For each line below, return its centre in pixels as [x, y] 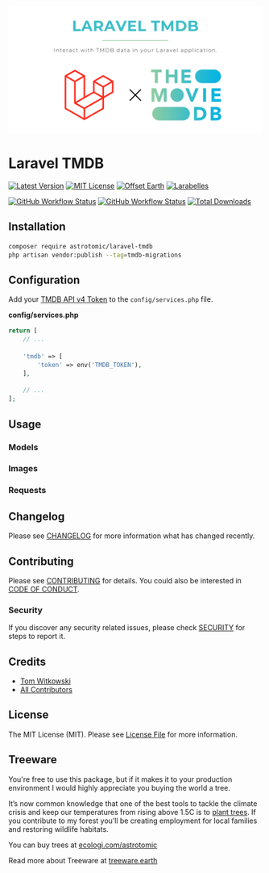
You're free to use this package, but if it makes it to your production [120, 779]
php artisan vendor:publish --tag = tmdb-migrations [95, 255]
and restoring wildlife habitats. [58, 829]
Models [23, 447]
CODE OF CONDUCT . [44, 589]
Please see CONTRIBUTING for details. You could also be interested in [125, 580]
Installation [37, 227]
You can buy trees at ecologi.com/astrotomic [83, 845]
